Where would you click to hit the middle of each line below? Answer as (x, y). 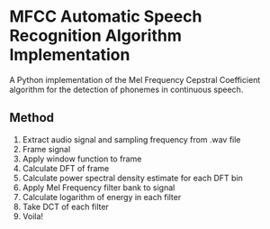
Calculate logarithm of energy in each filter (102, 197)
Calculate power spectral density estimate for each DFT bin (132, 178)
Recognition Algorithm (95, 36)
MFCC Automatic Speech (106, 17)
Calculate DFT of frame (66, 168)
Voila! (32, 216)
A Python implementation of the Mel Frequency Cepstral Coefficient (135, 79)
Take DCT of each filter (66, 206)
